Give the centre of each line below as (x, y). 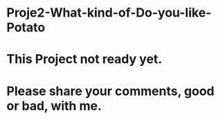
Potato (26, 27)
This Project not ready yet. (85, 59)
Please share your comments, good (110, 91)
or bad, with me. (54, 106)
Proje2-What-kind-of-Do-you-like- (109, 13)
